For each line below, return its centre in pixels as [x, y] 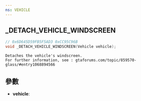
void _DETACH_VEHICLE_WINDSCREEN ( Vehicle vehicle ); [61, 47]
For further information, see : [39, 60]
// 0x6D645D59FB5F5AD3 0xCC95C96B [42, 42]
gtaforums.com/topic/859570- [106, 60]
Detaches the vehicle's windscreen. [44, 56]
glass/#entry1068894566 [30, 65]
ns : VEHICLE [18, 10]
